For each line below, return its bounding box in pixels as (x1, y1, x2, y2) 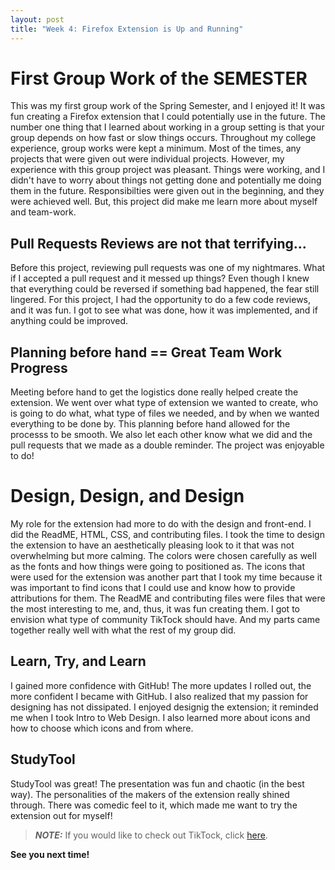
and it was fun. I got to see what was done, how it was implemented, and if (10, 304, 318, 316)
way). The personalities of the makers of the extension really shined (10, 788, 290, 800)
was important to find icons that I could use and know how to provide (10, 582, 296, 593)
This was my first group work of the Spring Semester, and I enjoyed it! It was (10, 100, 326, 112)
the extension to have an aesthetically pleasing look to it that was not (10, 539, 295, 551)
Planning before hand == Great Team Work (10, 344, 283, 361)
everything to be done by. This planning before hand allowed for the (10, 418, 291, 430)
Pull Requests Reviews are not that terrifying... (10, 235, 307, 252)
